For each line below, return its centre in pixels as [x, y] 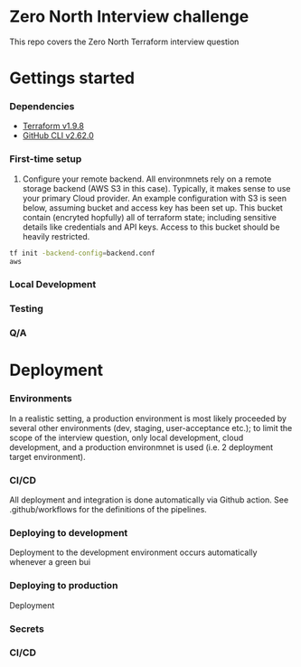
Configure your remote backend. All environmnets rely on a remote [147, 179]
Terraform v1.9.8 [53, 126]
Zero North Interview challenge [129, 17]
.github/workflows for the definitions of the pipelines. [108, 510]
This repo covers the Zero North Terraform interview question [124, 42]
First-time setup [46, 159]
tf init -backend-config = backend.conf [82, 253]
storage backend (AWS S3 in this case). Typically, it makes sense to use [156, 188]
